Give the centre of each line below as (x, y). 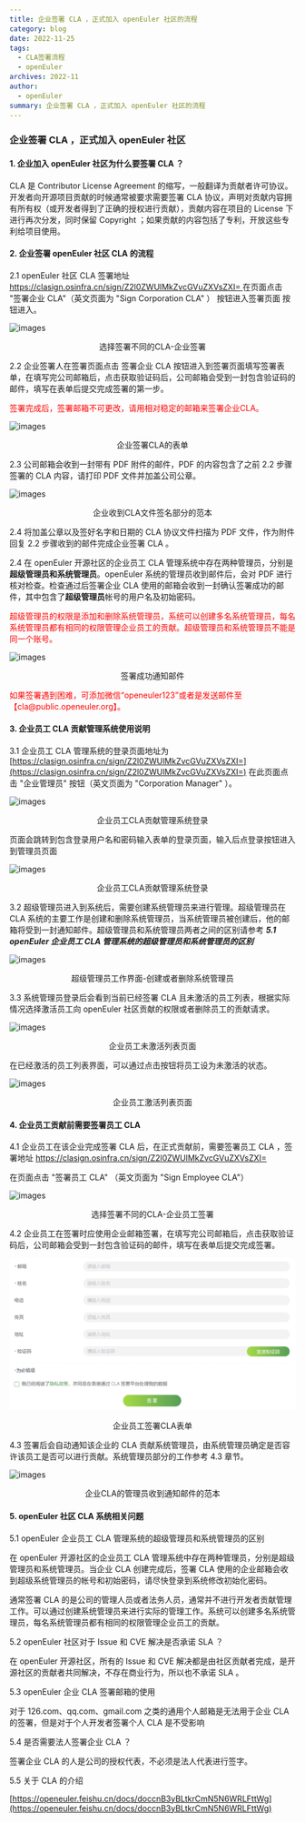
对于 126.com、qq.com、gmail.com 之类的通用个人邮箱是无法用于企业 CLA (149, 1711)
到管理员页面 (33, 851)
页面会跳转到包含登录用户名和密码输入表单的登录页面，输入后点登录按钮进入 (152, 840)
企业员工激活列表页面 (152, 1103)
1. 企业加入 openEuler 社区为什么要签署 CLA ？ (97, 164)
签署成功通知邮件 (152, 675)
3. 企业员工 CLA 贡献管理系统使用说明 (80, 729)
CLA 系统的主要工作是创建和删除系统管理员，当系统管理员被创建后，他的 (146, 919)
